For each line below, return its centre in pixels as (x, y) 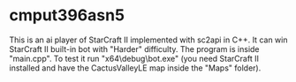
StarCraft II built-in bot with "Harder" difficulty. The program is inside (134, 48)
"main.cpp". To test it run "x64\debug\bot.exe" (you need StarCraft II (134, 58)
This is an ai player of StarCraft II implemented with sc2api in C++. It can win (148, 40)
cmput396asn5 (67, 15)
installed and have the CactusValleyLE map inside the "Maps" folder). (135, 68)
